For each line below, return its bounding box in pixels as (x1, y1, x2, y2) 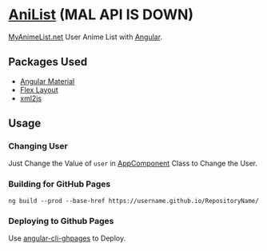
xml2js (19, 94, 42, 103)
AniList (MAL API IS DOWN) (8, 6, 194, 24)
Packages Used (8, 55, 88, 69)
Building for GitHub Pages (8, 178, 111, 189)
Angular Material (19, 76, 75, 86)
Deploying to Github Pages (8, 215, 114, 226)
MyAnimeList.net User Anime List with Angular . (8, 32, 162, 42)
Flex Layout (19, 85, 58, 94)
